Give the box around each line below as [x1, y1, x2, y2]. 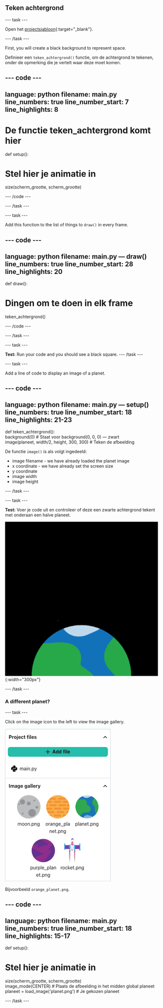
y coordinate [12, 468, 38, 474]
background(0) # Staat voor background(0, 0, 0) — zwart [5, 434, 120, 440]
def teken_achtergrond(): [5, 428, 55, 434]
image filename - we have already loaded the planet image [12, 458, 130, 463]
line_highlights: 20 [5, 268, 63, 276]
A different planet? [5, 698, 50, 705]
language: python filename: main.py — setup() [5, 401, 149, 409]
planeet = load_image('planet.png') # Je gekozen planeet [5, 988, 120, 994]
